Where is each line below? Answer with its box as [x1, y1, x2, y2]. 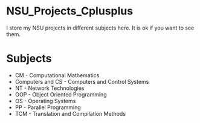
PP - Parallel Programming [15, 104, 82, 111]
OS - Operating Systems [15, 97, 76, 104]
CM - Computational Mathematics [15, 71, 100, 79]
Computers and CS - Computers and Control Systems [15, 78, 149, 85]
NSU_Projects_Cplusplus [6, 4, 134, 18]
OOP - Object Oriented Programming [15, 90, 107, 98]
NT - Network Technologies [15, 84, 85, 92]
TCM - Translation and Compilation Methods [15, 110, 126, 117]
